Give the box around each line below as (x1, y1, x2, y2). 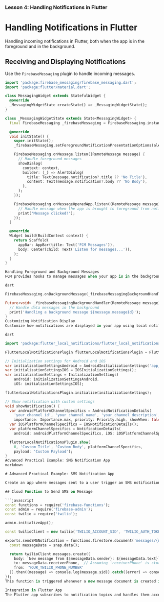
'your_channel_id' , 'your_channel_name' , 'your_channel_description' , (14, 413, 161, 418)
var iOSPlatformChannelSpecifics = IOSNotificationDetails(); (9, 422, 139, 427)
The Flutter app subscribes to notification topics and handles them (5, 592, 150, 597)
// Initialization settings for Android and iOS (5, 359, 106, 363)
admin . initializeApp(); (5, 521, 54, 526)
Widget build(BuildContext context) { (9, 233, 89, 239)
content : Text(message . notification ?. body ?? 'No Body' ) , (26, 179, 147, 184)
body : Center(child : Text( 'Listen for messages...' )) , (18, 247, 132, 252)
